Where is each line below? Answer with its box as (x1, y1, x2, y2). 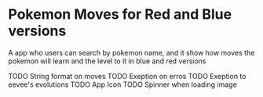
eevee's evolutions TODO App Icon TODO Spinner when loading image (8, 80, 237, 89)
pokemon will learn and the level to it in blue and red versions (8, 56, 206, 66)
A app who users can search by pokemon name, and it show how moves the (8, 48, 255, 57)
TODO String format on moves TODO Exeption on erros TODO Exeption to (8, 71, 247, 81)
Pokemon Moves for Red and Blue (8, 5, 232, 23)
